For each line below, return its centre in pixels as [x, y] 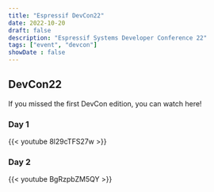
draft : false [30, 30]
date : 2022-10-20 [37, 23]
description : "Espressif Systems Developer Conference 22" [108, 38]
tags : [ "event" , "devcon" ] [53, 45]
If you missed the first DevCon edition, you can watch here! [105, 103]
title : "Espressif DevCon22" [56, 15]
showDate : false [37, 52]
